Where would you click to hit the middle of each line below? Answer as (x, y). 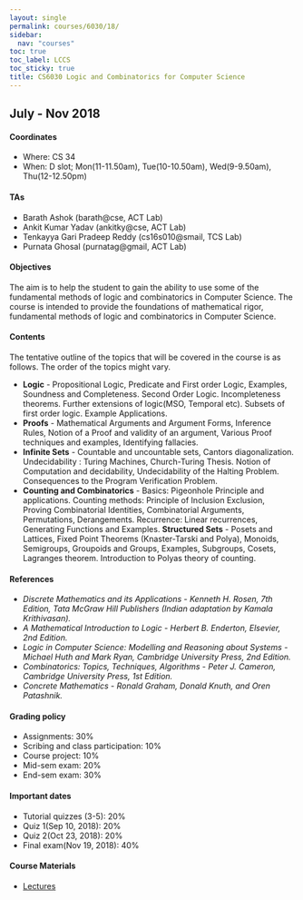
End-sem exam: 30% (62, 775)
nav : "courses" (46, 43)
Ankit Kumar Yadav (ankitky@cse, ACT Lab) (104, 227)
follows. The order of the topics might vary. (90, 366)
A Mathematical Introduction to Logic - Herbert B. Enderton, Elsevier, (151, 628)
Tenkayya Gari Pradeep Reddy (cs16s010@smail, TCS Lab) (132, 236)
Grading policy (38, 716)
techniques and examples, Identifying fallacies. (110, 442)
